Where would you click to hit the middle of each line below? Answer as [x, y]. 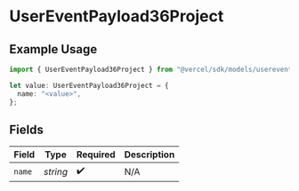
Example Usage [53, 49]
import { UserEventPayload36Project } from [91, 69]
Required [96, 155]
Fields [27, 129]
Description [149, 155]
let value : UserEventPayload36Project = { [89, 85]
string [56, 171]
